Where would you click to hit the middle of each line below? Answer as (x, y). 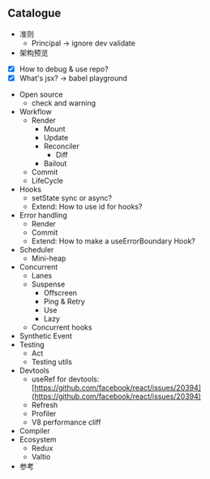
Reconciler (62, 146)
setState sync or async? (72, 197)
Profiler (44, 413)
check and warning (64, 103)
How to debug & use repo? (64, 69)
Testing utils (51, 361)
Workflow (35, 111)
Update (56, 137)
